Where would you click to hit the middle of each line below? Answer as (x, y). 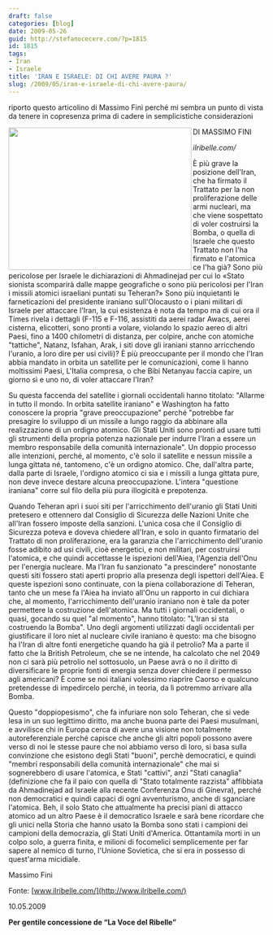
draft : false (30, 16)
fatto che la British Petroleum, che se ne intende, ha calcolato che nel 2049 (134, 653)
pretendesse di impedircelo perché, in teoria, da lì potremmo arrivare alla (130, 688)
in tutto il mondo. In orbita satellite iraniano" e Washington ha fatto (119, 404)
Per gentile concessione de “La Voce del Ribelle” (93, 922)
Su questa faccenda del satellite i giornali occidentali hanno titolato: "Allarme (136, 395)
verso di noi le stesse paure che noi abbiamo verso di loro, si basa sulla (128, 746)
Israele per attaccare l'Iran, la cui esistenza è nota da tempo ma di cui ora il (134, 310)
